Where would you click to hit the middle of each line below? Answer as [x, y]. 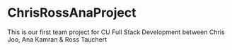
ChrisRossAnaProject [72, 13]
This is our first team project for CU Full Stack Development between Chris [116, 32]
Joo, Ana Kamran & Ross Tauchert [57, 39]
